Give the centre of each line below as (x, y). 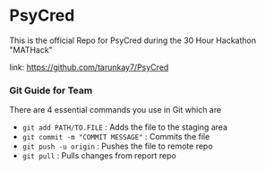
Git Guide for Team (51, 90)
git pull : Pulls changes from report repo (99, 156)
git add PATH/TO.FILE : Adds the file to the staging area (125, 127)
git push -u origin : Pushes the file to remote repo (117, 146)
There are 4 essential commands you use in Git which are (115, 110)
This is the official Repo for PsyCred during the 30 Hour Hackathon (133, 40)
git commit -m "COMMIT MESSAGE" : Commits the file (116, 137)
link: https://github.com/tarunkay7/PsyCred (89, 67)
